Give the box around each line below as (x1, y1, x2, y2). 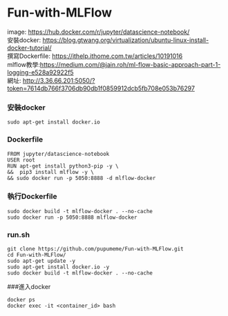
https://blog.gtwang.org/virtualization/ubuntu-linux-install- (42, 36, 209, 44)
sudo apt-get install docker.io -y (7, 264, 110, 270)
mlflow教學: (7, 60, 40, 68)
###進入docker (7, 283, 51, 291)
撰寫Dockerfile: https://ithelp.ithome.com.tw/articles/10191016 (7, 52, 183, 60)
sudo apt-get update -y (7, 257, 76, 265)
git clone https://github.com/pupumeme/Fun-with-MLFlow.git (7, 246, 184, 253)
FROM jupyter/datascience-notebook (7, 150, 110, 157)
